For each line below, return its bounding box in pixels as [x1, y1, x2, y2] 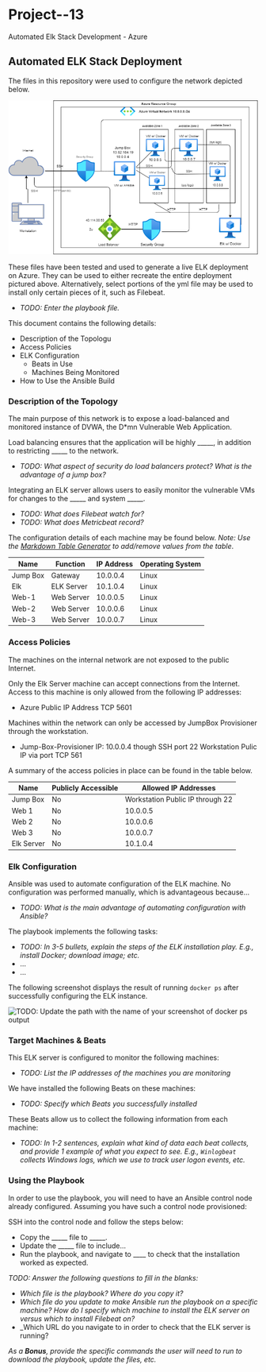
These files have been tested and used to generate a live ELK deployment [8, 262, 249, 272]
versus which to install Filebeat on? [19, 1313, 135, 1324]
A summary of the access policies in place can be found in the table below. [8, 765, 253, 775]
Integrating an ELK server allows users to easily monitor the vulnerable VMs [8, 485, 256, 495]
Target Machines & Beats [8, 1035, 107, 1046]
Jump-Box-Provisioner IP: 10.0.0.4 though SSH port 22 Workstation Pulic [19, 741, 257, 752]
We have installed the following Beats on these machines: [8, 1084, 196, 1093]
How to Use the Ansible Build [19, 376, 115, 385]
